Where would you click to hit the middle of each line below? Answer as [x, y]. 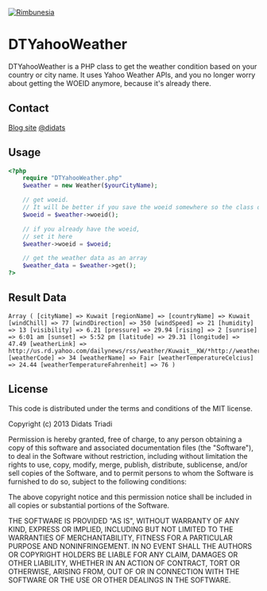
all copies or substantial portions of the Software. [89, 505]
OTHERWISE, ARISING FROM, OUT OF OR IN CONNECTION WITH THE [124, 571]
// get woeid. [46, 200]
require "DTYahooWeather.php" [73, 178]
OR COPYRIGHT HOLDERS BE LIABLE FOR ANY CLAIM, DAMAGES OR [123, 554]
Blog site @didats [37, 127]
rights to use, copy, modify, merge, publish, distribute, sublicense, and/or [128, 465]
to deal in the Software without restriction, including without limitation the [128, 456]
